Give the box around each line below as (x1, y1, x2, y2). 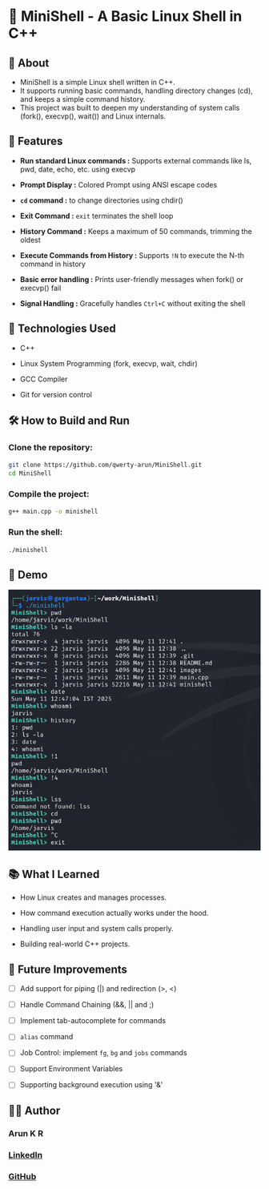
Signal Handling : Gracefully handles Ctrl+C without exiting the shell (19, 298, 246, 308)
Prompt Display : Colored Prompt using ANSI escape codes (19, 179, 218, 189)
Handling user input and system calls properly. (19, 924, 174, 933)
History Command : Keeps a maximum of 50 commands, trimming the (19, 226, 252, 236)
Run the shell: (8, 526, 63, 538)
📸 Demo (8, 568, 48, 582)
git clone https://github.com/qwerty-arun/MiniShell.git (8, 461, 203, 470)
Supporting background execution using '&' (19, 1080, 163, 1090)
